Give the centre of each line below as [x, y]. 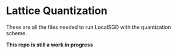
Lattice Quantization [57, 11]
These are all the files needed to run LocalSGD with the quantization [89, 27]
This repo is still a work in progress [49, 45]
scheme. [17, 33]
